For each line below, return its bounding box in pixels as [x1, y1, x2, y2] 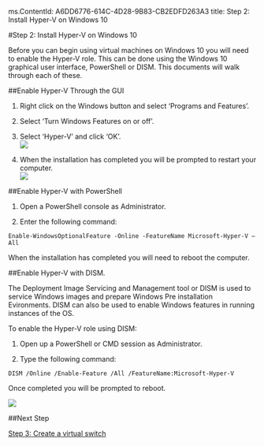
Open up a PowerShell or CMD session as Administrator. [19, 339, 203, 348]
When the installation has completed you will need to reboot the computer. [8, 253, 250, 262]
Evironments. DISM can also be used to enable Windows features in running [8, 300, 255, 310]
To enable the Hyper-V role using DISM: [8, 324, 138, 333]
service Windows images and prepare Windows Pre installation [8, 292, 213, 301]
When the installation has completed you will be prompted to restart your [19, 155, 257, 164]
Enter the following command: [19, 217, 117, 226]
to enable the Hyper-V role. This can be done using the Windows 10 [8, 54, 228, 63]
